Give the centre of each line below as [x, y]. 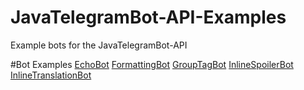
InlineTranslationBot [51, 75]
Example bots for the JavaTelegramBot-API [99, 45]
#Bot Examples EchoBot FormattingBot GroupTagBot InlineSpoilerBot [152, 64]
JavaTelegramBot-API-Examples [148, 17]
